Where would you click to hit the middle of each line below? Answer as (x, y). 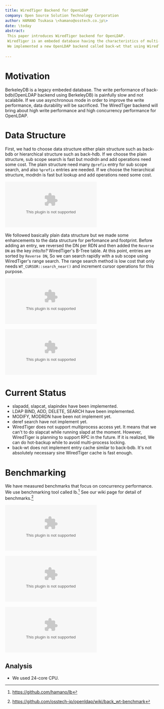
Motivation (28, 76)
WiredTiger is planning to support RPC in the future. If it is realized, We (83, 437)
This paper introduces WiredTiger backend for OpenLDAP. (66, 36)
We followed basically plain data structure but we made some (67, 235)
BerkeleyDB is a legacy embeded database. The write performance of (75, 90)
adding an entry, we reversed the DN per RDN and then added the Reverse (80, 245)
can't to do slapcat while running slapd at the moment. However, (77, 432)
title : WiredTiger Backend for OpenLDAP (47, 10)
